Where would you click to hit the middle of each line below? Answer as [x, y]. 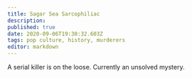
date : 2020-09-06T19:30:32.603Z [55, 34]
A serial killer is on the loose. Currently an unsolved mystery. [96, 67]
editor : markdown [33, 47]
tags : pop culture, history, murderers [66, 40]
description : [27, 21]
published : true [31, 27]
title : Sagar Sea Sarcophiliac [54, 14]
